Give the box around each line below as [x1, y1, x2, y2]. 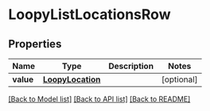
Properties [8, 37, 62, 51]
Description [108, 61, 154, 71]
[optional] [161, 74, 198, 85]
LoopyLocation [42, 74, 101, 85]
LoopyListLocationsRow [8, 6, 171, 24]
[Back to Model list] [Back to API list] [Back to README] [8, 94, 191, 104]
